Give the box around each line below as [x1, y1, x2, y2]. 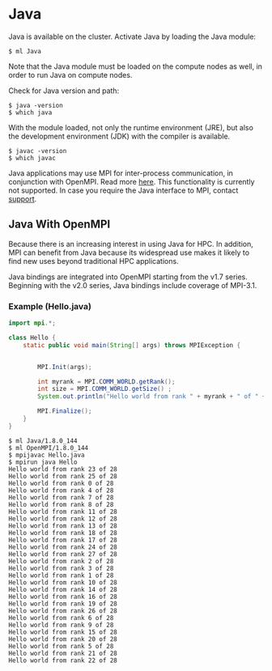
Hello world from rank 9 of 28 [8, 621, 114, 629]
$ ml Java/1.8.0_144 [8, 436, 79, 445]
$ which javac [8, 154, 57, 162]
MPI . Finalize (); [37, 407, 92, 415]
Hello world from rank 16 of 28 [8, 592, 117, 601]
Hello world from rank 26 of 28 [8, 606, 117, 615]
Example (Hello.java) [8, 300, 91, 312]
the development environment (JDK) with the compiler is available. [8, 131, 231, 141]
